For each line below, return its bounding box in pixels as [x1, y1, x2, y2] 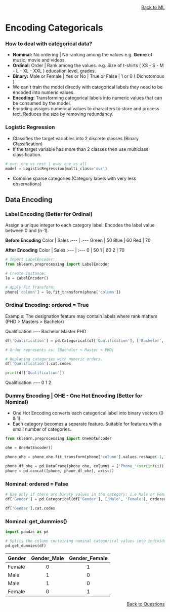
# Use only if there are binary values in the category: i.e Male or [5, 492, 155, 497]
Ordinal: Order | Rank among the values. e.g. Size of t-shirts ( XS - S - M [12, 62, 164, 69]
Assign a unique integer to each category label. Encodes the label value [5, 222, 155, 228]
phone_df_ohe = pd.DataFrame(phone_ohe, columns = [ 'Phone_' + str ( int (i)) [5, 464, 164, 469]
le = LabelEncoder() [5, 275, 49, 281]
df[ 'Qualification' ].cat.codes [5, 361, 71, 366]
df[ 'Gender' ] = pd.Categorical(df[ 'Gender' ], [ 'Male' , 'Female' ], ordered [5, 496, 166, 502]
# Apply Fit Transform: [5, 284, 56, 290]
